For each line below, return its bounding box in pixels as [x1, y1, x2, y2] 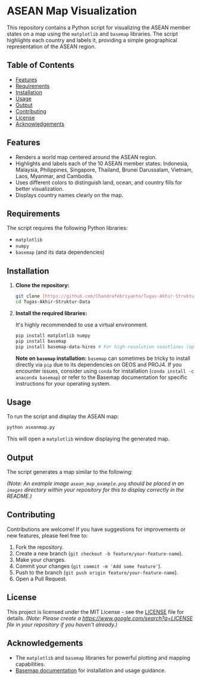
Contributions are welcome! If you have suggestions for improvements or [7, 526, 186, 533]
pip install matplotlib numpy [15, 333, 91, 339]
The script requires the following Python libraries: [7, 225, 128, 232]
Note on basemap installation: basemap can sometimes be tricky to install [15, 355, 190, 362]
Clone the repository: [15, 282, 70, 289]
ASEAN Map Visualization [7, 4, 137, 18]
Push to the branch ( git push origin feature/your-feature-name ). [15, 569, 179, 576]
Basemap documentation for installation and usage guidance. [15, 666, 166, 674]
